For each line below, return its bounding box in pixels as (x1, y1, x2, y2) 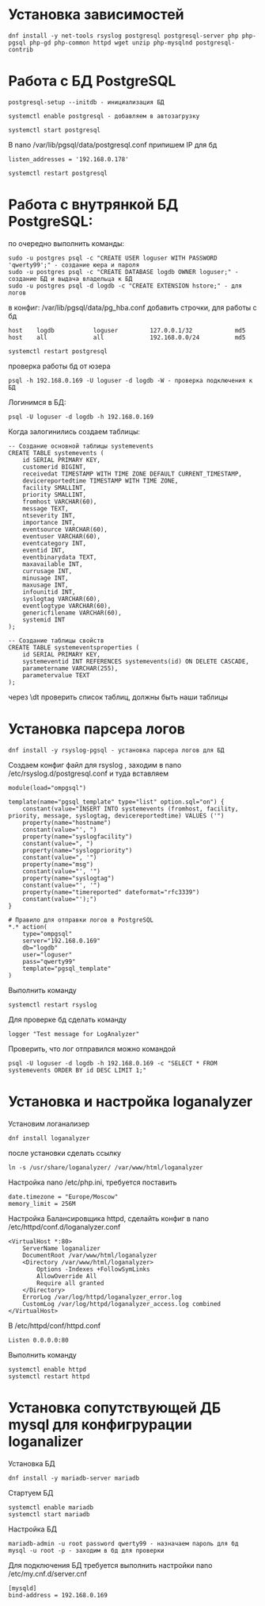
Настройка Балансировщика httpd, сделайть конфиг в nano (8, 1213, 210, 1223)
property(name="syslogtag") (22, 874, 115, 882)
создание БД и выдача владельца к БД (8, 275, 133, 283)
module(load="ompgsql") (8, 784, 87, 791)
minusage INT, (22, 574, 69, 582)
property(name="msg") (22, 860, 93, 868)
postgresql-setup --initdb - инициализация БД (8, 98, 165, 106)
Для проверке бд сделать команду (8, 1015, 127, 1024)
